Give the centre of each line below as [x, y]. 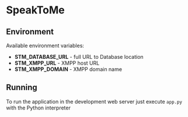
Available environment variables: [45, 45]
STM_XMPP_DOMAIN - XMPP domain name [68, 69]
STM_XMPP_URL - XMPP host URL [57, 63]
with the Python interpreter [39, 108]
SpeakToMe [36, 10]
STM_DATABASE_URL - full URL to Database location [79, 57]
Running [22, 88]
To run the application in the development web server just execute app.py [94, 101]
